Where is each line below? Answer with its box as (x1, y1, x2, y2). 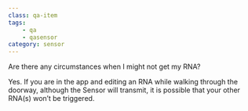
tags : (8, 19, 26, 27)
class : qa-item (8, 11, 58, 20)
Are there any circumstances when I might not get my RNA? (8, 62, 201, 71)
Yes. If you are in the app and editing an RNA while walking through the (8, 77, 238, 87)
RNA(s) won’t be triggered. (8, 94, 95, 103)
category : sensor (8, 41, 65, 48)
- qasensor (22, 33, 58, 41)
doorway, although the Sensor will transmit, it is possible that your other (8, 85, 241, 95)
